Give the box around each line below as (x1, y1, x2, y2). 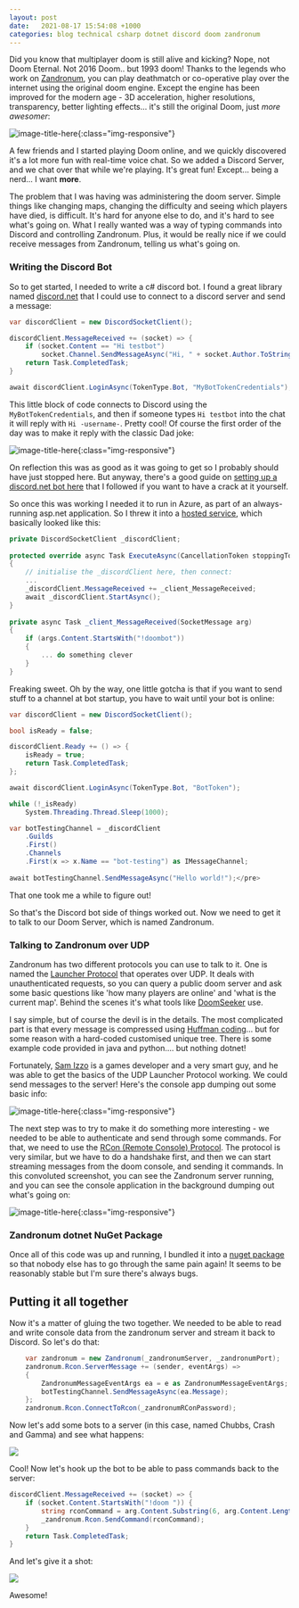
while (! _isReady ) (9, 800, 77, 808)
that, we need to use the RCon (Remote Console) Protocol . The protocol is (9, 1141, 281, 1152)
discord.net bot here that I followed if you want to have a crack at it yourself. (9, 481, 289, 492)
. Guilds (25, 832, 53, 841)
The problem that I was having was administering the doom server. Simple (9, 191, 281, 202)
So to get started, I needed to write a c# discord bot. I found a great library (9, 281, 283, 292)
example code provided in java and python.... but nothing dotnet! (9, 1042, 246, 1053)
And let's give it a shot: (9, 1556, 93, 1567)
